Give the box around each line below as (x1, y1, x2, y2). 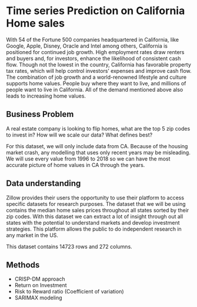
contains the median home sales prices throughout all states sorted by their (6, 206, 189, 213)
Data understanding (6, 178, 81, 189)
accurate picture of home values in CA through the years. (6, 161, 145, 168)
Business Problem (6, 109, 74, 119)
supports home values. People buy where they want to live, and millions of (6, 79, 186, 86)
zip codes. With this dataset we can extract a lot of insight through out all (6, 213, 183, 220)
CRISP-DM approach (14, 275, 65, 283)
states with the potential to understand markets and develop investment (6, 219, 180, 226)
